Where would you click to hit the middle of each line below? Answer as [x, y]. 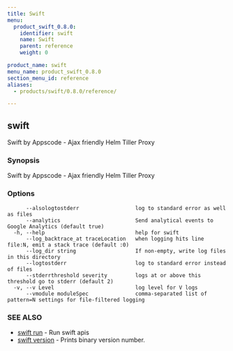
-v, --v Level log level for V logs [106, 287]
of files [20, 269]
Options [21, 194]
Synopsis [23, 160]
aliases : [20, 84]
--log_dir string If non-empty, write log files [126, 251]
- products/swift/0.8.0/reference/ [65, 91]
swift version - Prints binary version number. [81, 340]
